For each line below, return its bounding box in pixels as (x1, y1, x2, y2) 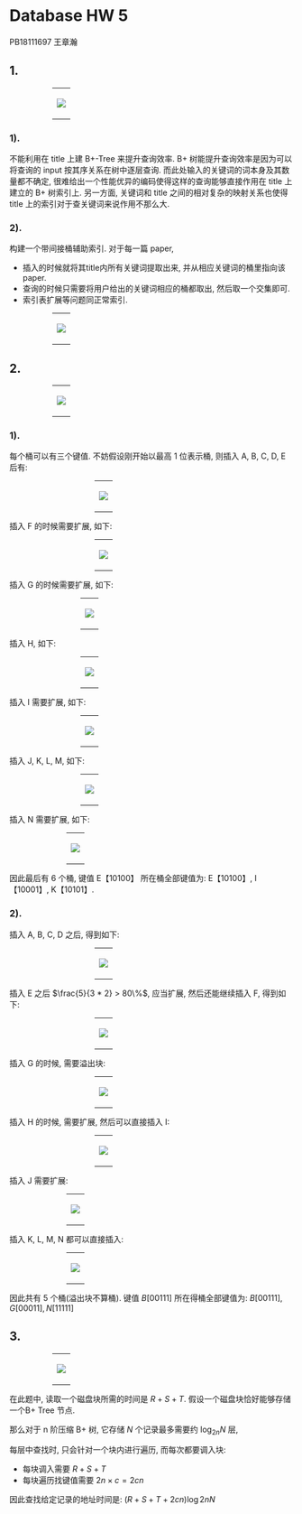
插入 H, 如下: (9, 638, 57, 649)
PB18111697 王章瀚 (9, 36, 78, 47)
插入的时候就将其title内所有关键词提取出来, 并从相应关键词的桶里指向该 (22, 263, 286, 274)
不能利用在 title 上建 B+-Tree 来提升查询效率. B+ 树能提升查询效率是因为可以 (9, 153, 293, 164)
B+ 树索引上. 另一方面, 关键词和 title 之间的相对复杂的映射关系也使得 (34, 187, 288, 199)
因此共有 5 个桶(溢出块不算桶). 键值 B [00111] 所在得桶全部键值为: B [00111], (9, 1292, 283, 1303)
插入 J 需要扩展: (9, 1175, 69, 1185)
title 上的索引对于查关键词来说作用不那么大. (9, 199, 170, 209)
